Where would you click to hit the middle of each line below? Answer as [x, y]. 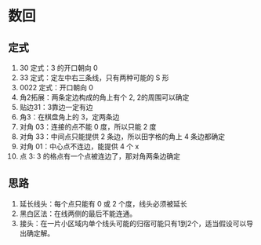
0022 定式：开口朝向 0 [56, 88]
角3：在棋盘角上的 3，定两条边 [69, 117]
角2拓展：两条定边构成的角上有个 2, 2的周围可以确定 [104, 97]
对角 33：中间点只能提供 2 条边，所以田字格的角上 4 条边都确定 [122, 137]
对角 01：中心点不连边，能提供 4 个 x [79, 146]
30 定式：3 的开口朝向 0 [58, 68]
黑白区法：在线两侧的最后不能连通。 [78, 214]
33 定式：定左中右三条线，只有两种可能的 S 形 [94, 78]
